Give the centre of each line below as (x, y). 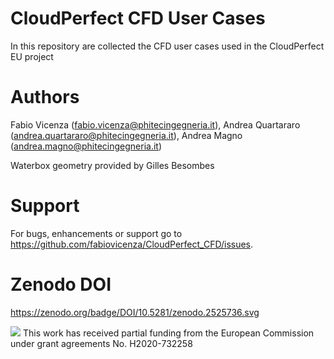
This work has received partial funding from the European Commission (168, 333)
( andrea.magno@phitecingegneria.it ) (86, 146)
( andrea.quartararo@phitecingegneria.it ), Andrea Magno (126, 135)
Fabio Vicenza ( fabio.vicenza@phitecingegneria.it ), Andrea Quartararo (155, 124)
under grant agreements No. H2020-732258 (101, 343)
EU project (32, 56)
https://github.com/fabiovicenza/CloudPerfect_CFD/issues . (132, 244)
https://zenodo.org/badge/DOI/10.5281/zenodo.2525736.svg (135, 312)
